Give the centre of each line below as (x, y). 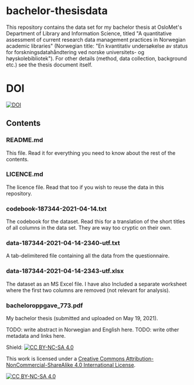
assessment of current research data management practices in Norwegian (96, 39)
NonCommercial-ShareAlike (40, 365)
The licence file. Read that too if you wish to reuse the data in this (85, 187)
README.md (25, 140)
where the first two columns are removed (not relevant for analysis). (88, 290)
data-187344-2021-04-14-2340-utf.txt (63, 243)
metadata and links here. (36, 336)
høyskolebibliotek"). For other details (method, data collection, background (97, 58)
